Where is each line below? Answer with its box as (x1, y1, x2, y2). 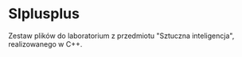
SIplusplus (8, 5, 80, 23)
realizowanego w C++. (8, 39, 83, 48)
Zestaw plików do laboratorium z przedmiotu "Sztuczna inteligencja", (8, 31, 235, 40)
